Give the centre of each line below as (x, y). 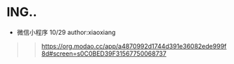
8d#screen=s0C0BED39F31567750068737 (104, 54)
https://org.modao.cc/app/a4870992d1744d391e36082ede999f (134, 46)
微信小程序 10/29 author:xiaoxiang (66, 32)
